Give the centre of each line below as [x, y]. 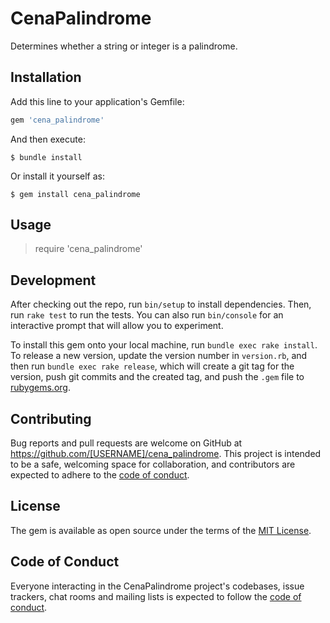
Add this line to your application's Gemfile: [97, 101]
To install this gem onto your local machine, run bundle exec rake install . [164, 345]
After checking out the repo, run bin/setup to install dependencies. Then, [161, 304]
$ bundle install [46, 157]
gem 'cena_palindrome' [57, 120]
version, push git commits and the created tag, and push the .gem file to [157, 377]
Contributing [51, 418]
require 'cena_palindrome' [88, 249]
